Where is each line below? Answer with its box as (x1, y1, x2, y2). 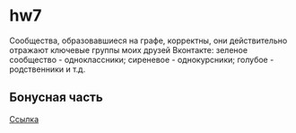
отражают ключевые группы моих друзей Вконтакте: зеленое (9, 44, 248, 55)
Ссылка (9, 113, 39, 124)
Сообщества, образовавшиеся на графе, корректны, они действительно (9, 35, 288, 46)
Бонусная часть (9, 90, 103, 105)
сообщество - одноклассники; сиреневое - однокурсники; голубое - (9, 54, 274, 65)
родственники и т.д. (9, 64, 86, 75)
